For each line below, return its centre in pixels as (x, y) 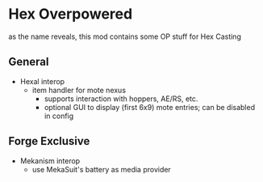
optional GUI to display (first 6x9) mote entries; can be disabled (150, 107)
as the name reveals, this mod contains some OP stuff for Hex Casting (125, 36)
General (29, 62)
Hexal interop (42, 81)
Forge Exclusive (49, 141)
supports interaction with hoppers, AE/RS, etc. (121, 99)
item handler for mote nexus (79, 90)
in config (59, 116)
